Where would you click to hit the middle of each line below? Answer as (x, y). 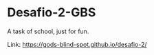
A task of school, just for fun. (48, 31)
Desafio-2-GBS (52, 13)
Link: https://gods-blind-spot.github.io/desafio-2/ (77, 44)
